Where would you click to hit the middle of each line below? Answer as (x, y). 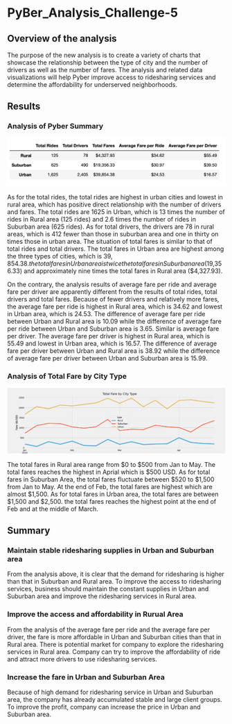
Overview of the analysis (62, 39)
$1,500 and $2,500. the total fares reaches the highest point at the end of (112, 501)
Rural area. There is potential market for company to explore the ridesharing (115, 644)
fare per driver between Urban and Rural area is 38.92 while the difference (114, 351)
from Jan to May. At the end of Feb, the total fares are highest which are (110, 486)
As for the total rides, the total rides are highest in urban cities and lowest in (115, 197)
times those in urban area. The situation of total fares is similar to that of (110, 242)
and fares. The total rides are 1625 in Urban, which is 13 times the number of (116, 212)
